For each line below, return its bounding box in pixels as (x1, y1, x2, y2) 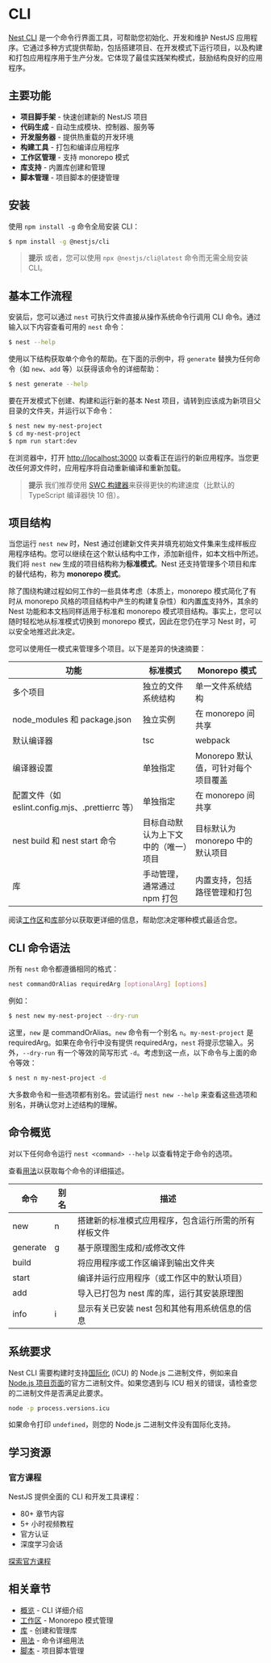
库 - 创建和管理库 (19, 1625, 78, 1635)
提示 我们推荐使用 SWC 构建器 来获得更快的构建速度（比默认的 (27, 480, 236, 490)
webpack (194, 735, 231, 746)
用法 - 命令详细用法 (19, 1636, 85, 1645)
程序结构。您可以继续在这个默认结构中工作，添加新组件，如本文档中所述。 (15, 549, 263, 558)
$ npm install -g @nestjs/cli (8, 238, 110, 246)
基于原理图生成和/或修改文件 (77, 1242, 186, 1253)
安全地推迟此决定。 (15, 627, 79, 637)
